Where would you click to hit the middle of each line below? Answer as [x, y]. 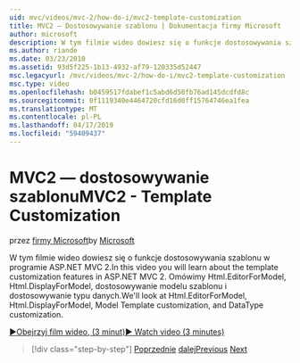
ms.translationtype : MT [54, 109]
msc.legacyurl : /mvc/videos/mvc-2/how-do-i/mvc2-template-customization [147, 76]
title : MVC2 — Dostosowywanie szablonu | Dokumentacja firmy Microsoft [145, 26]
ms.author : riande [43, 51]
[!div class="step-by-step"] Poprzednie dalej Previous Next [139, 349]
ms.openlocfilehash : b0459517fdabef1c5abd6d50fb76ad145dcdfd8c [129, 92]
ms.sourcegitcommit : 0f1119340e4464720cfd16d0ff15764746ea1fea [129, 100]
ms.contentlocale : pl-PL [55, 117]
